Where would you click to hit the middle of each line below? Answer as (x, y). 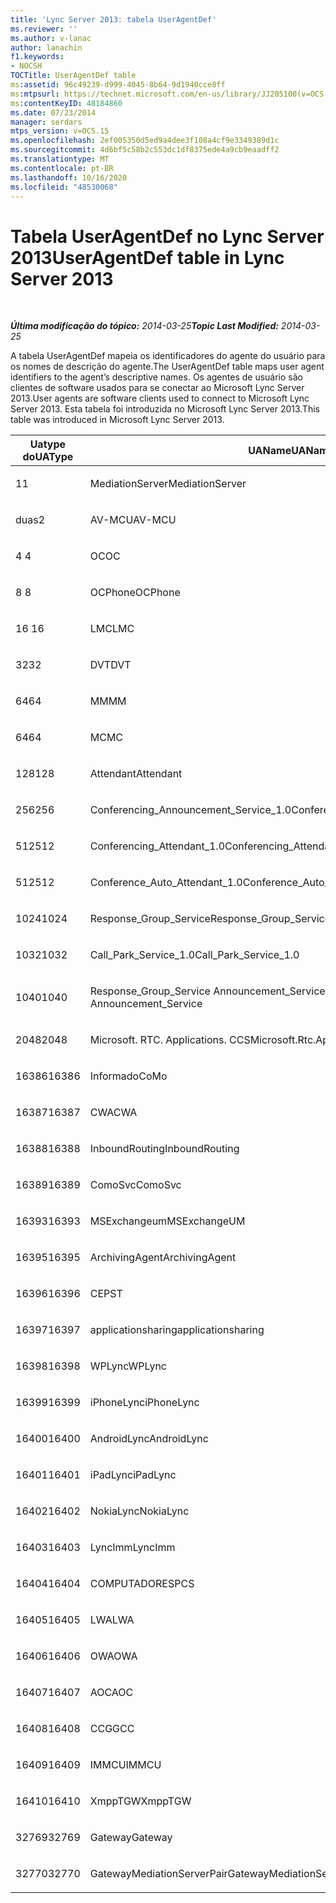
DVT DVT (110, 665)
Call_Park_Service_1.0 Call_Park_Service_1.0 (194, 955)
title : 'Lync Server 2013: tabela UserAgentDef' (113, 19)
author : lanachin (46, 47)
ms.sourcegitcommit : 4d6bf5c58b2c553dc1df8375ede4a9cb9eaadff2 (145, 150)
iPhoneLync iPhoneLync (144, 1403)
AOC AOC (111, 1693)
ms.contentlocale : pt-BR (62, 168)
